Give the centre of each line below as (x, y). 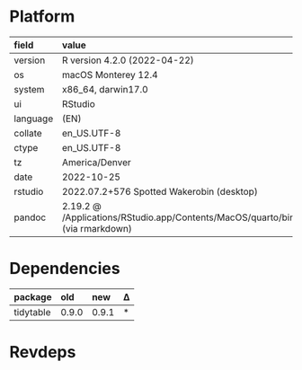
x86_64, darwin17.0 (105, 89)
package (33, 296)
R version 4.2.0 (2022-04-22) (128, 60)
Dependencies (65, 269)
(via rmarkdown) (97, 228)
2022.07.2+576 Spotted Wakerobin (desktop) (160, 191)
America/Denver (97, 162)
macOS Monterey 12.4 (110, 75)
